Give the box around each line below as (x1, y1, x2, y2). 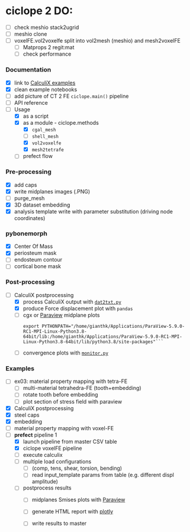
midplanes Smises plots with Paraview (31, 496, 125, 504)
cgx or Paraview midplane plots (22, 311, 100, 318)
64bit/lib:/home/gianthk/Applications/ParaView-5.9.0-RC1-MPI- (22, 334, 183, 340)
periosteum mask (14, 250, 57, 257)
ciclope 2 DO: (5, 4, 73, 18)
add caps (14, 181, 37, 188)
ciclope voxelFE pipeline (22, 444, 82, 452)
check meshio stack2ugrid (14, 24, 79, 31)
